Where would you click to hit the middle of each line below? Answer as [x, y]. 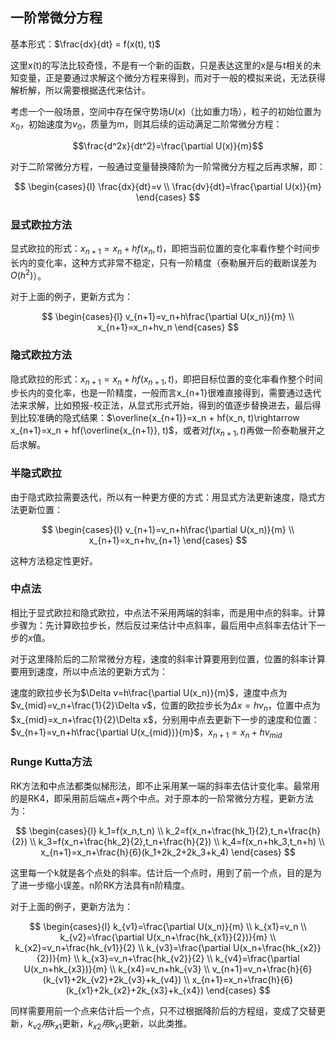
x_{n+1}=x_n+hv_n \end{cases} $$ [168, 327]
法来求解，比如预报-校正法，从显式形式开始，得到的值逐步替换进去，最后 [161, 405]
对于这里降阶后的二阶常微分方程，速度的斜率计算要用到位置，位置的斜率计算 [168, 659]
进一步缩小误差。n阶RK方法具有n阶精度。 [104, 885]
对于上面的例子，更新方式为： [71, 297]
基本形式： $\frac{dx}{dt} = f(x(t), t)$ [85, 44]
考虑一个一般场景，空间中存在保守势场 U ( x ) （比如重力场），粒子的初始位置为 [166, 111]
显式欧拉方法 [41, 225]
